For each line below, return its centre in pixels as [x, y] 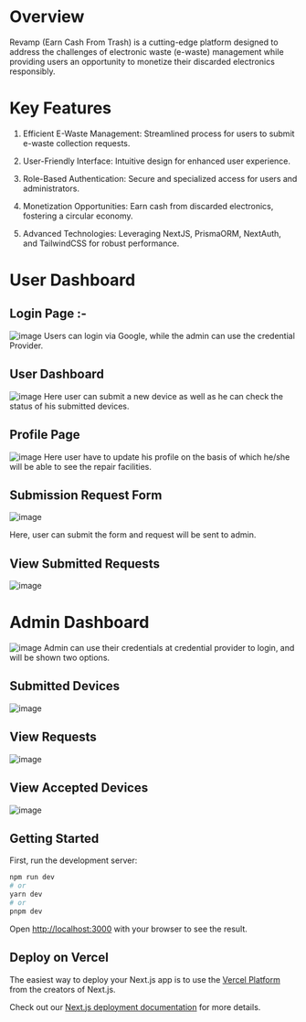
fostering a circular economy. [78, 216]
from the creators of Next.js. [63, 989]
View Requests [53, 737]
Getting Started [54, 838]
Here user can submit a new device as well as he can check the [164, 396]
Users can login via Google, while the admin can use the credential [169, 335]
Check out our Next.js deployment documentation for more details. [135, 1006]
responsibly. [32, 71]
